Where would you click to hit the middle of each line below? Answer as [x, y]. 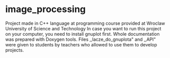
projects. [15, 50]
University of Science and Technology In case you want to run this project [83, 28]
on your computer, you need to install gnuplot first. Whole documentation [82, 34]
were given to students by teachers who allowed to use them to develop [81, 44]
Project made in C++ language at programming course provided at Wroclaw [85, 23]
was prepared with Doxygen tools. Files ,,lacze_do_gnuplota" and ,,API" [81, 39]
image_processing [46, 9]
